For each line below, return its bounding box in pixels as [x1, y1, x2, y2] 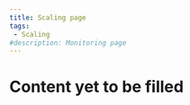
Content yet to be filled [9, 77, 185, 97]
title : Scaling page [9, 13, 87, 22]
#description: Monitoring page [9, 38, 127, 48]
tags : [9, 22, 30, 31]
